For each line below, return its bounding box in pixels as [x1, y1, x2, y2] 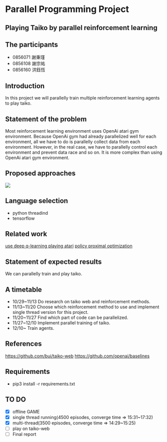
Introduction [5, 82, 45, 90]
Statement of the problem [5, 115, 87, 123]
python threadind [12, 210, 48, 216]
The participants [5, 40, 58, 49]
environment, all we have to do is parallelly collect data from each [5, 139, 140, 145]
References [5, 339, 42, 348]
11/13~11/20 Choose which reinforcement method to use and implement [12, 304, 159, 310]
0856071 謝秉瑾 [12, 54, 45, 61]
